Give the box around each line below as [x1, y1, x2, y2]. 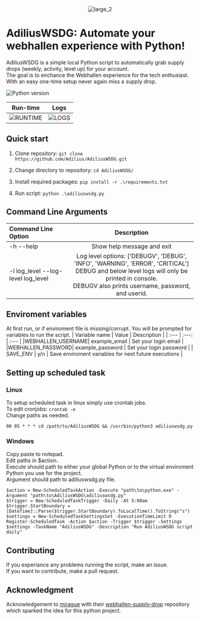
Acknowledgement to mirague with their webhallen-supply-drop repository [6, 600, 190, 607]
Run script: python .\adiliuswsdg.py [14, 190, 105, 197]
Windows [6, 437, 35, 445]
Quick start [6, 134, 49, 144]
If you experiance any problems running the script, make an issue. [6, 561, 168, 569]
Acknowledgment [6, 585, 74, 595]
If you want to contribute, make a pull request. [6, 568, 119, 575]
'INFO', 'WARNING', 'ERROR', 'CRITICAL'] [74, 259, 189, 268]
